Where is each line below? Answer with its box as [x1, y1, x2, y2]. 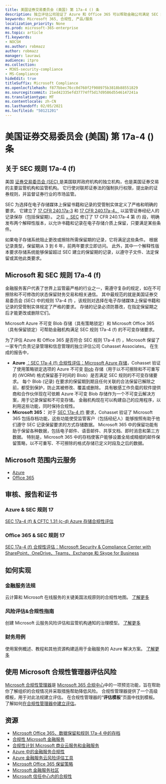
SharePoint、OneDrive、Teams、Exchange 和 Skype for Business [5, 550, 139, 556]
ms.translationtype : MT [5, 94, 54, 99]
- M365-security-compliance [5, 67, 63, 72]
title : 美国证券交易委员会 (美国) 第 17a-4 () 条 [5, 7, 100, 12]
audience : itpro [5, 58, 39, 63]
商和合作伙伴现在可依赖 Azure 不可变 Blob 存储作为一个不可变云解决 [12, 391, 151, 397]
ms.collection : [5, 62, 37, 67]
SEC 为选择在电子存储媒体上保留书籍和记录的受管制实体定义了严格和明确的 [5, 201, 158, 207]
